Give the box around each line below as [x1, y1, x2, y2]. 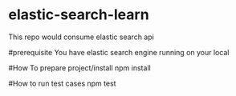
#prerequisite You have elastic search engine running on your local [8, 47, 230, 57]
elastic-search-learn [8, 6, 150, 24]
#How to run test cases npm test [8, 78, 116, 88]
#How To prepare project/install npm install [8, 62, 151, 73]
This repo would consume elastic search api [8, 32, 154, 42]
